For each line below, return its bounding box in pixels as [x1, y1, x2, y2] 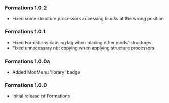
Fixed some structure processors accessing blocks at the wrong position [12, 16, 164, 22]
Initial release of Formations [12, 93, 70, 99]
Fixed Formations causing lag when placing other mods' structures [12, 39, 152, 45]
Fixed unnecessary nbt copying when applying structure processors [12, 45, 155, 51]
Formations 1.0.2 [5, 4, 47, 11]
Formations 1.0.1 [5, 28, 46, 35]
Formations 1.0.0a [5, 58, 50, 65]
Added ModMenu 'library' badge [12, 69, 80, 75]
